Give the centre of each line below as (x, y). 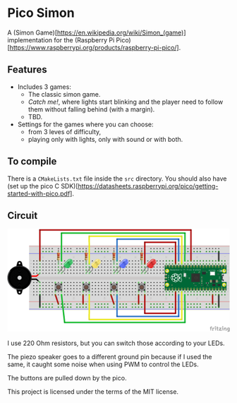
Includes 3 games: (44, 87)
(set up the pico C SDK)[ (43, 186)
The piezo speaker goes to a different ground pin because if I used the (110, 357)
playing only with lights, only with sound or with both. (105, 139)
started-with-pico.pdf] (40, 193)
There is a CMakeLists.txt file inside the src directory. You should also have (117, 179)
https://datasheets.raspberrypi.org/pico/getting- (148, 186)
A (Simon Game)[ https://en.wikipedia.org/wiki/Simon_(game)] (97, 32)
